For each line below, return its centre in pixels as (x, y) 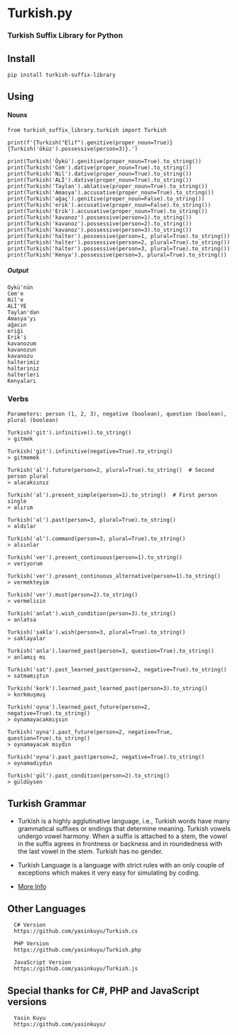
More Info (32, 886)
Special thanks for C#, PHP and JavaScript (103, 990)
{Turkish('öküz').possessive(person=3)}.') (73, 149)
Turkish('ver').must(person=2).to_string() (73, 594)
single (17, 501)
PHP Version (32, 944)
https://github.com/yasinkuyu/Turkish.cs (76, 932)
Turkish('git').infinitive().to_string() (70, 433)
